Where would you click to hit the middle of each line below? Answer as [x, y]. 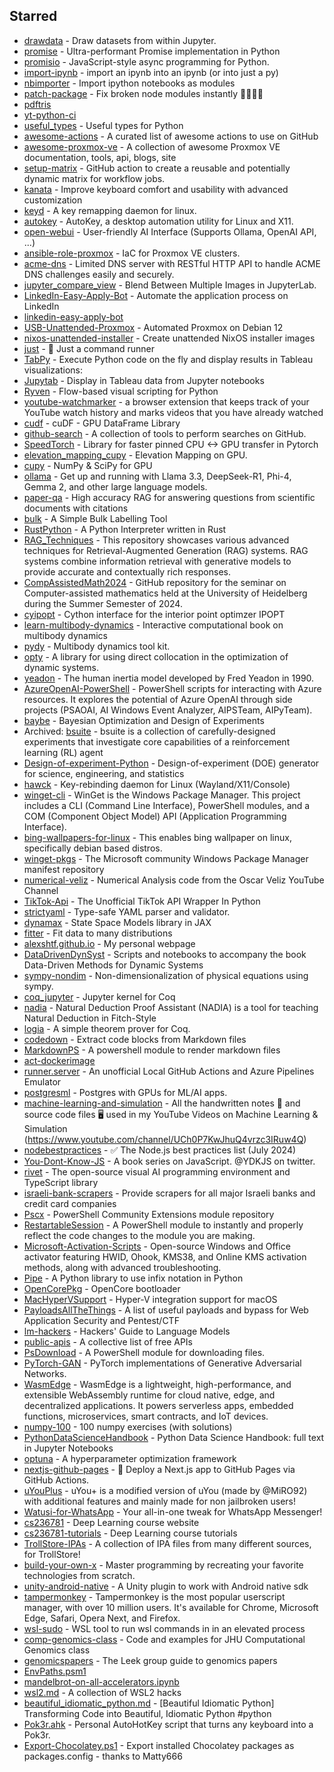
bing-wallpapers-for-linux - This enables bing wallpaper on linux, [157, 837]
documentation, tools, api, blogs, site [100, 157]
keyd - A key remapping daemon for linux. [110, 210]
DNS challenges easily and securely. [99, 274]
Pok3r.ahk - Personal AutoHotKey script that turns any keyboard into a [168, 1724]
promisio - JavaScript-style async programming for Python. [146, 61]
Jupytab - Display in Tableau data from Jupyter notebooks [144, 380]
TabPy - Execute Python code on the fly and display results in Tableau [168, 359]
